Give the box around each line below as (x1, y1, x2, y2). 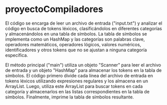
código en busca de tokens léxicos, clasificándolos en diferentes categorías (5, 25, 162, 31)
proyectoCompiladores (5, 4, 104, 15)
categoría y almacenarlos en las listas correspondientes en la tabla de (5, 88, 149, 94)
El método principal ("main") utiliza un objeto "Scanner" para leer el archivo (5, 62, 161, 68)
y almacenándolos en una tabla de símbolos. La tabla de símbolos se (5, 31, 147, 37)
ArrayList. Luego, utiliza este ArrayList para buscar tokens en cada (5, 83, 143, 89)
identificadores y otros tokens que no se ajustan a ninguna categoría (5, 47, 147, 53)
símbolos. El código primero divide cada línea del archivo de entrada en (5, 72, 153, 78)
